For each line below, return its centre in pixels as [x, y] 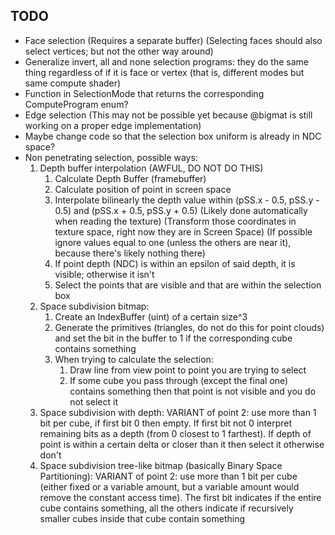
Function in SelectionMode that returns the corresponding [144, 93]
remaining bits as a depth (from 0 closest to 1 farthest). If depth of [175, 433]
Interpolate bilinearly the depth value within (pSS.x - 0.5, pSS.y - [187, 200]
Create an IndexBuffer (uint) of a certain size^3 [151, 316]
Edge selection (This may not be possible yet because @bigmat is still [168, 115]
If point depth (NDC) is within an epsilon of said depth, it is [175, 263]
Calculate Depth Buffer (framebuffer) [130, 178]
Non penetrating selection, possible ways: [111, 157]
